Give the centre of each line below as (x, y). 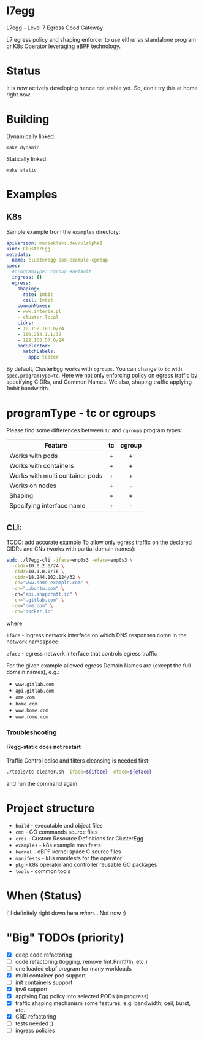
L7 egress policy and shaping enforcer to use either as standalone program (101, 39)
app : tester (44, 357)
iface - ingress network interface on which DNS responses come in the (96, 635)
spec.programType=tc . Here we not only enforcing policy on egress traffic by (102, 376)
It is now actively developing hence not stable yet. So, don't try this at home (102, 88)
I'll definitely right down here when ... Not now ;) (66, 913)
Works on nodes (33, 486)
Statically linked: (27, 159)
